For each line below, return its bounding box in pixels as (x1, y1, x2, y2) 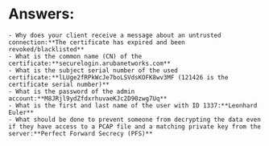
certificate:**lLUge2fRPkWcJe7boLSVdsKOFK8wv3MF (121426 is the (8, 73, 229, 81)
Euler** (8, 108, 35, 116)
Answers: (8, 5, 75, 23)
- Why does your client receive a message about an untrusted (8, 31, 221, 39)
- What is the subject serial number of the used (8, 66, 179, 75)
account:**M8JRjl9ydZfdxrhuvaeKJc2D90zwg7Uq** (8, 94, 168, 103)
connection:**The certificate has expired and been (8, 38, 185, 47)
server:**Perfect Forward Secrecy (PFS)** (8, 129, 153, 137)
